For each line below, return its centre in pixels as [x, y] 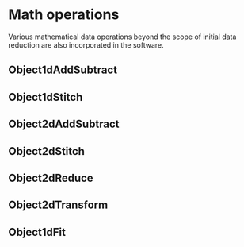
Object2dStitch [47, 151]
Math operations [64, 15]
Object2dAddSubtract [64, 124]
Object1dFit [37, 232]
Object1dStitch [46, 97]
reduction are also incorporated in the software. [86, 44]
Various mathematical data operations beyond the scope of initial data [122, 37]
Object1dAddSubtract [63, 70]
